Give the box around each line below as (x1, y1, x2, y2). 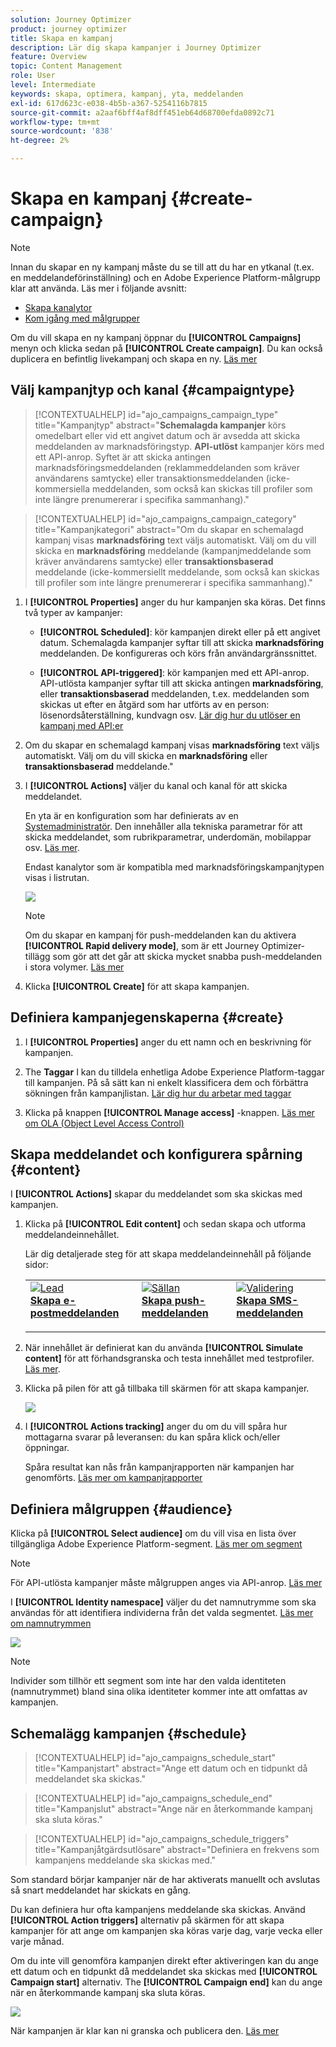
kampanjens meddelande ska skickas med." (34, 1854, 217, 1866)
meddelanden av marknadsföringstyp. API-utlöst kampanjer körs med (34, 440, 325, 452)
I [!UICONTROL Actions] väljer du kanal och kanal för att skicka (24, 779, 288, 791)
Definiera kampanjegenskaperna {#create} (10, 1009, 285, 1026)
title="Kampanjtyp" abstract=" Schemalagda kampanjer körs (34, 419, 287, 431)
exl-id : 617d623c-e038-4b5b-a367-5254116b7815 (10, 98, 208, 108)
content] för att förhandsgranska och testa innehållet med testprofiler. (24, 1352, 315, 1365)
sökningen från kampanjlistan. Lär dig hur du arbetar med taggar (24, 1087, 292, 1099)
